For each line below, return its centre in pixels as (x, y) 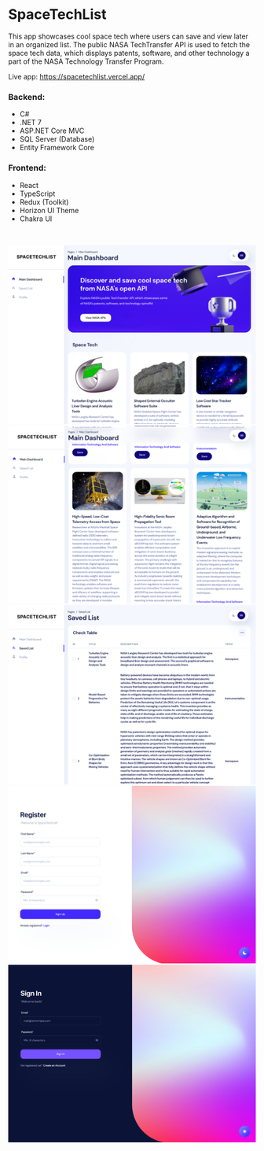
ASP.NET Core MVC (52, 131)
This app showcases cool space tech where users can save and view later (128, 36)
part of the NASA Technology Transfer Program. (86, 61)
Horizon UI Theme (49, 210)
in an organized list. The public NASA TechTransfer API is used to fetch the (129, 44)
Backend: (27, 97)
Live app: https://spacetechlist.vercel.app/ (77, 76)
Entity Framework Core (57, 148)
